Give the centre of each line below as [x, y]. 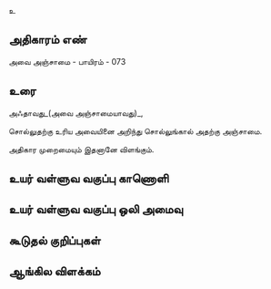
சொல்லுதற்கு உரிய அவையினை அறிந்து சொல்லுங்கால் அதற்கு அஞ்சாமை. [135, 131]
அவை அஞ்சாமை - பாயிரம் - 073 [67, 61]
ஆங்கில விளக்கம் [55, 271]
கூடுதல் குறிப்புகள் [55, 240]
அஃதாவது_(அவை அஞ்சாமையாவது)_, [76, 113]
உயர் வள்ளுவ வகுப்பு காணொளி [89, 179]
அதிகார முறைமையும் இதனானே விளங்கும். [81, 149]
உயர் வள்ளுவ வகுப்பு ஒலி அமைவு [96, 209]
